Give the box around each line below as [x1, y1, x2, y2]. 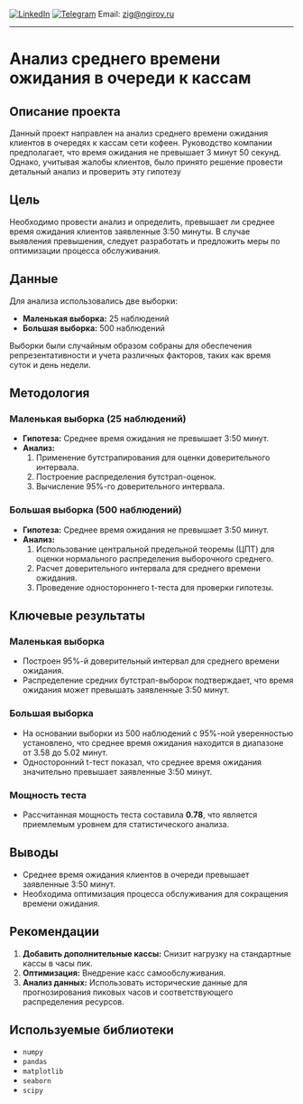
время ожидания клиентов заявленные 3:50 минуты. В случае [9, 226, 251, 237]
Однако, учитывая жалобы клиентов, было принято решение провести [9, 156, 283, 167]
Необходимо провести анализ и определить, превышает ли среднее [9, 216, 275, 227]
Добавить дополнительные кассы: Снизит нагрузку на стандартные [22, 948, 291, 958]
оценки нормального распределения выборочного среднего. [35, 552, 274, 564]
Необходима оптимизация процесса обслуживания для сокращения [22, 888, 289, 899]
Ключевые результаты [9, 609, 146, 623]
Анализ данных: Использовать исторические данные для [22, 977, 248, 987]
